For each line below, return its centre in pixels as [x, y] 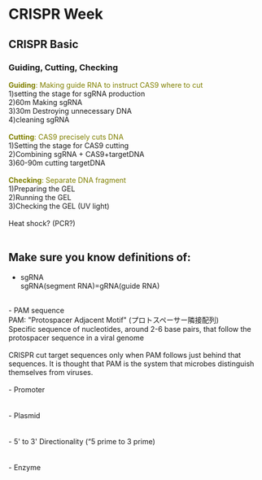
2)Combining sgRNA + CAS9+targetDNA [76, 154]
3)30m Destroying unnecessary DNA [70, 111]
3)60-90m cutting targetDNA [57, 163]
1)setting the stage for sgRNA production [77, 94]
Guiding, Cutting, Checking [63, 68]
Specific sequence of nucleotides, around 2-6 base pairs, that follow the [130, 329]
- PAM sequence [37, 310]
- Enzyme [25, 467]
